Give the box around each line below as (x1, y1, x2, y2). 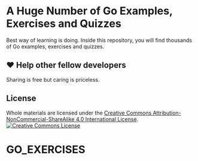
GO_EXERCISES (6, 143, 86, 156)
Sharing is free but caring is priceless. (6, 76, 100, 83)
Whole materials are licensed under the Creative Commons (6, 109, 152, 116)
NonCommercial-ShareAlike (6, 115, 75, 123)
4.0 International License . (75, 115, 139, 123)
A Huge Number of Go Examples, (6, 4, 173, 18)
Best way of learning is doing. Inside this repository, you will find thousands (6, 36, 193, 44)
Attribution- (153, 109, 181, 116)
